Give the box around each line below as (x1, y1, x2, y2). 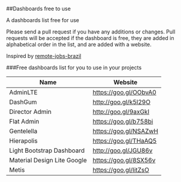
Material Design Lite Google (9, 156, 87, 164)
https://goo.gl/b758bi (92, 118, 154, 125)
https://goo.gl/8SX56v (92, 156, 156, 164)
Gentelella (9, 127, 38, 135)
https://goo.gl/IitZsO (92, 166, 149, 174)
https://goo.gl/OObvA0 (92, 88, 157, 96)
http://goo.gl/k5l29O (92, 98, 151, 106)
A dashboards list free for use (6, 17, 79, 23)
